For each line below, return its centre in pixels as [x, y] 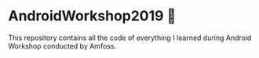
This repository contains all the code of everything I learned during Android [130, 38]
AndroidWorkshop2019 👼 [92, 16]
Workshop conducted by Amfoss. [62, 45]
